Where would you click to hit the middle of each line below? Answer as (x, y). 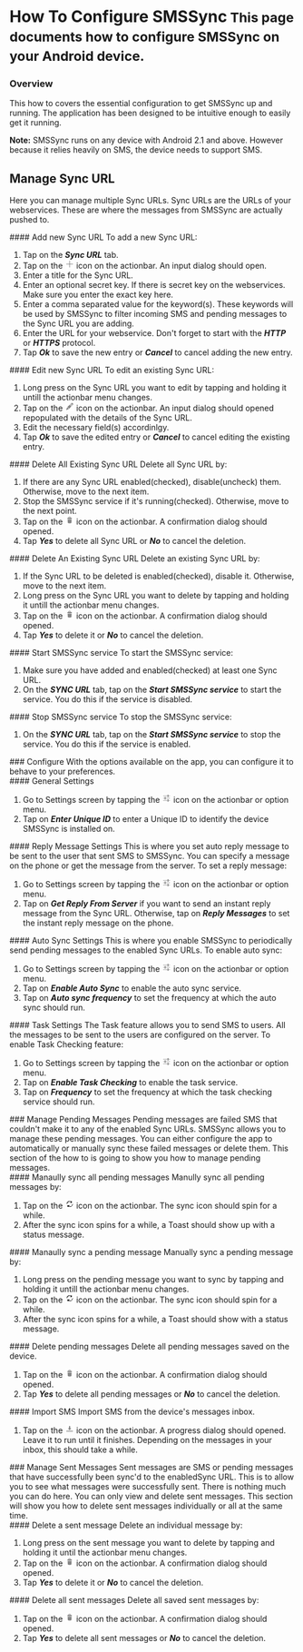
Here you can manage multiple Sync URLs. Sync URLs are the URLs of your (151, 201)
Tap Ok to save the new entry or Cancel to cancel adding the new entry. (157, 352)
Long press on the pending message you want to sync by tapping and (153, 1280)
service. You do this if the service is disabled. (108, 699)
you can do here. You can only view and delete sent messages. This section (151, 1497)
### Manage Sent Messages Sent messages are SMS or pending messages (151, 1468)
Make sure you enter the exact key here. (98, 295)
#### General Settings (52, 781)
